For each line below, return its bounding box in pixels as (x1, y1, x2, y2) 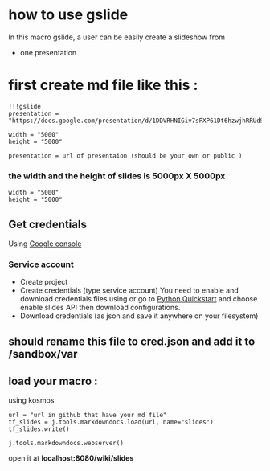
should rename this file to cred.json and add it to (8, 334, 256, 348)
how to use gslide (8, 6, 129, 24)
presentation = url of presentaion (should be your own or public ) (8, 151, 243, 160)
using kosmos (8, 395, 55, 405)
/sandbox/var (8, 347, 78, 361)
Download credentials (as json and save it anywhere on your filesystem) (19, 311, 259, 321)
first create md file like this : (8, 76, 198, 94)
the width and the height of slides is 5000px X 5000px (8, 170, 226, 182)
